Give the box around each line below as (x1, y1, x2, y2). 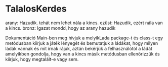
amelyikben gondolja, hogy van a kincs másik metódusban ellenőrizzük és (5, 51, 160, 57)
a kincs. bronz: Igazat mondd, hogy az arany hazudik (5, 25, 116, 31)
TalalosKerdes (5, 3, 67, 15)
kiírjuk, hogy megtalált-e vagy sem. (5, 56, 79, 62)
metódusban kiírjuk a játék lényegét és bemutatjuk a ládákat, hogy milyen (5, 40, 158, 46)
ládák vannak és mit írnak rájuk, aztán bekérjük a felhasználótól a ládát (5, 45, 153, 51)
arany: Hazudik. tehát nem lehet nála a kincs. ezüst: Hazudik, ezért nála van (5, 20, 163, 26)
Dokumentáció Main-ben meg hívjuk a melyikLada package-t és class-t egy (5, 35, 163, 41)
